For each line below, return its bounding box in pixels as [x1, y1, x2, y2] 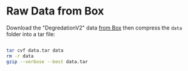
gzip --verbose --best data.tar [6, 58, 88, 64]
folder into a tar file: [6, 30, 56, 37]
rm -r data [6, 53, 34, 59]
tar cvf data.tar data [6, 47, 64, 54]
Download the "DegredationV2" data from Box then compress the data [6, 24, 183, 31]
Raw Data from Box [6, 4, 104, 18]
